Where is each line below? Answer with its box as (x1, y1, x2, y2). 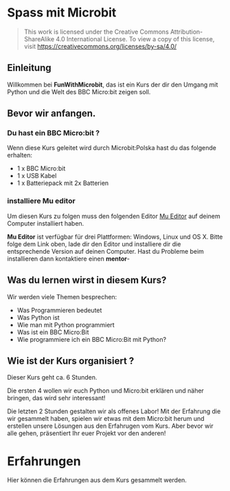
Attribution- (170, 28, 203, 36)
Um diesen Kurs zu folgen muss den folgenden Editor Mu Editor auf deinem (7, 212, 221, 220)
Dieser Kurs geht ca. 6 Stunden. (7, 373, 97, 382)
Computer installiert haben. (7, 219, 84, 228)
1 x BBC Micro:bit (16, 164, 66, 173)
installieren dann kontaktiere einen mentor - (7, 254, 130, 263)
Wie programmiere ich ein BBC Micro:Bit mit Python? (16, 335, 167, 343)
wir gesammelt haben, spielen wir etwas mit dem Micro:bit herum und (7, 415, 205, 423)
